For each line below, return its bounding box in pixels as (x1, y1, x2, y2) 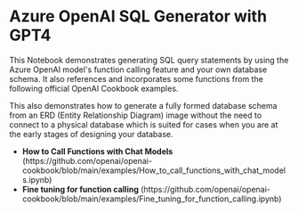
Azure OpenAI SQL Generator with (9, 6, 268, 27)
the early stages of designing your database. (9, 128, 173, 139)
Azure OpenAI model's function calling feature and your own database (9, 64, 268, 75)
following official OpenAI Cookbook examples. (9, 83, 179, 94)
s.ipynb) (21, 174, 52, 184)
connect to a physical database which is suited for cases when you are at (9, 119, 278, 130)
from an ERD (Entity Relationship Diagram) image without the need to (9, 110, 262, 120)
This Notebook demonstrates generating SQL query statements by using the (9, 54, 289, 65)
